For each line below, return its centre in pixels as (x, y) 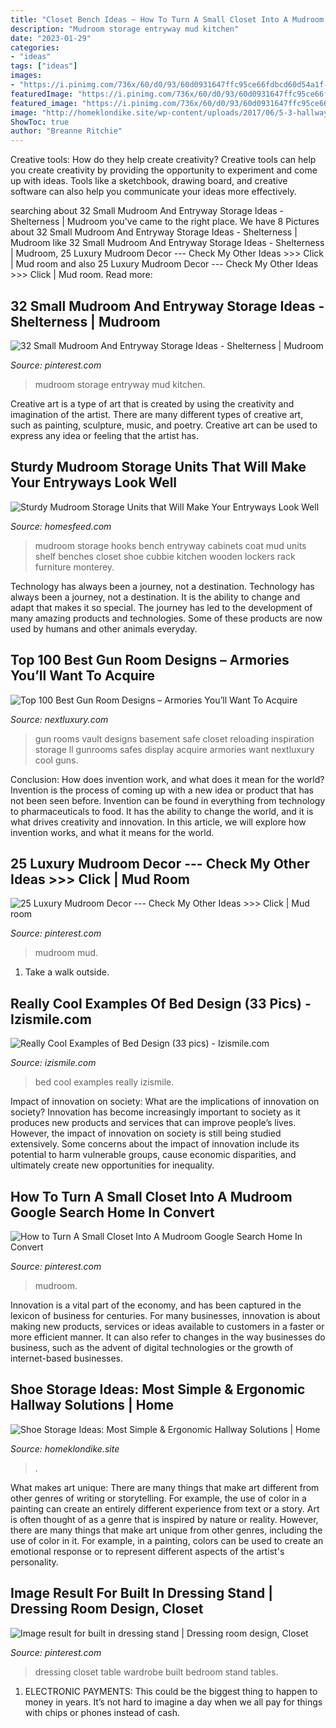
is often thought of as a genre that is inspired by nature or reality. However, (164, 1519)
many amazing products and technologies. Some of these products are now (166, 618)
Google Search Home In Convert (112, 1212)
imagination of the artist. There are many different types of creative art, (157, 414)
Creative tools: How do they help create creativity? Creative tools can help (163, 160)
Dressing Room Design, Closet (107, 1609)
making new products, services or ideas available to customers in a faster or (167, 1326)
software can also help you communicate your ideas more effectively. (153, 192)
